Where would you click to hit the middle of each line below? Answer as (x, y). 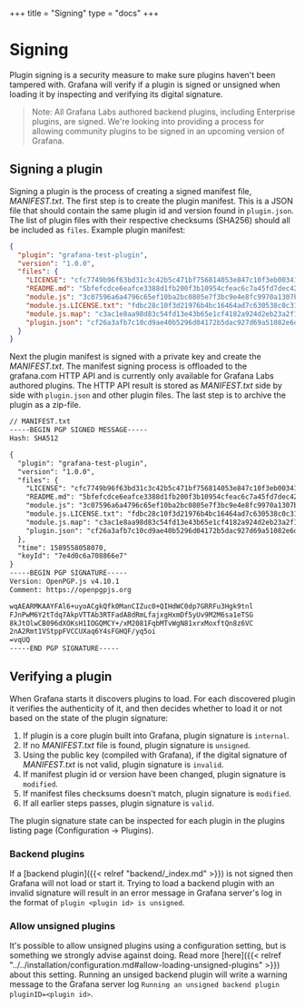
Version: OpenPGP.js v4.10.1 (64, 581)
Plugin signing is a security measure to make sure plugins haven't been (143, 74)
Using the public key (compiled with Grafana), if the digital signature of (155, 755)
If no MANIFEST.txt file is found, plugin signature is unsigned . (137, 745)
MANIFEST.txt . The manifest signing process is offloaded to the (128, 366)
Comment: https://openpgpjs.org (70, 589)
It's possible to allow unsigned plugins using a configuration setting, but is (148, 946)
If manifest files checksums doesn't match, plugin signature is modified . (157, 793)
